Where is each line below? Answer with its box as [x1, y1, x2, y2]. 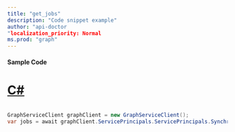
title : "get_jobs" [7, 10, 61, 17]
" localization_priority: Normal [7, 29, 101, 37]
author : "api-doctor [7, 23, 68, 30]
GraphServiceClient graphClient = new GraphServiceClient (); [7, 111, 190, 119]
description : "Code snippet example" [7, 17, 117, 24]
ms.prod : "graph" [7, 36, 58, 43]
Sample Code [7, 57, 48, 66]
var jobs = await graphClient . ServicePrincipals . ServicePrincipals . [7, 118, 211, 125]
